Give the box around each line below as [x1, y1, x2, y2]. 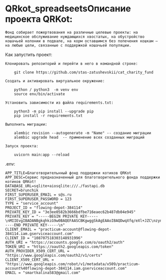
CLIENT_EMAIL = [5, 226, 37, 232]
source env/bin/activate [14, 91, 65, 97]
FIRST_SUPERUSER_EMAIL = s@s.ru [5, 192, 72, 197]
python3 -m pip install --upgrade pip [14, 109, 94, 114]
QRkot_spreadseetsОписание [5, 3, 131, 14]
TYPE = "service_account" [5, 201, 58, 206]
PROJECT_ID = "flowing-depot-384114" [5, 205, 83, 210]
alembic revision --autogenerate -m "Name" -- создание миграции [14, 130, 152, 135]
